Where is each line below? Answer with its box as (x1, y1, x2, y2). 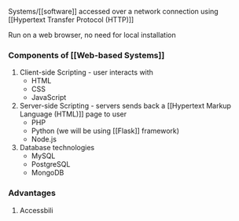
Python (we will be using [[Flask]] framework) (31, 126, 179, 136)
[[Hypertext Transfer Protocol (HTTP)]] (8, 15, 134, 24)
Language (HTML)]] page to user (19, 109, 127, 119)
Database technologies (19, 143, 95, 153)
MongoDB (31, 168, 64, 178)
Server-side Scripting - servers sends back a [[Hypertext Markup (19, 101, 232, 111)
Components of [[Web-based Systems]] (8, 50, 165, 61)
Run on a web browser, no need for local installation (8, 31, 176, 39)
